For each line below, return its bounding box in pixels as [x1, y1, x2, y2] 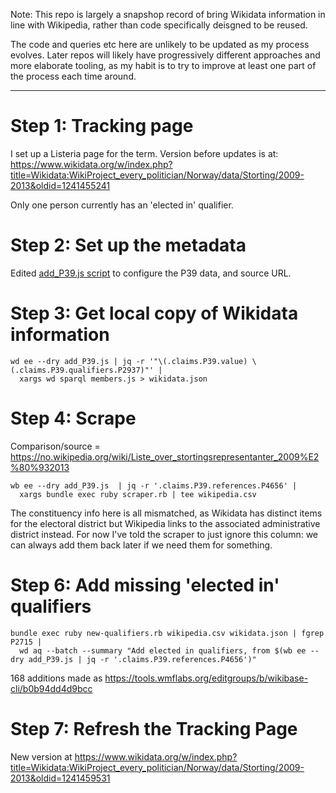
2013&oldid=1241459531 [10, 772, 111, 784]
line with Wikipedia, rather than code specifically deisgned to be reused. [10, 19, 308, 31]
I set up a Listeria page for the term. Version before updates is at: [10, 147, 279, 159]
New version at [10, 750, 73, 763]
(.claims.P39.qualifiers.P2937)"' [10, 365, 155, 375]
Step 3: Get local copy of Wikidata [10, 302, 299, 325]
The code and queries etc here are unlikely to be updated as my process [10, 39, 310, 50]
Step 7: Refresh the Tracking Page [10, 717, 298, 740]
